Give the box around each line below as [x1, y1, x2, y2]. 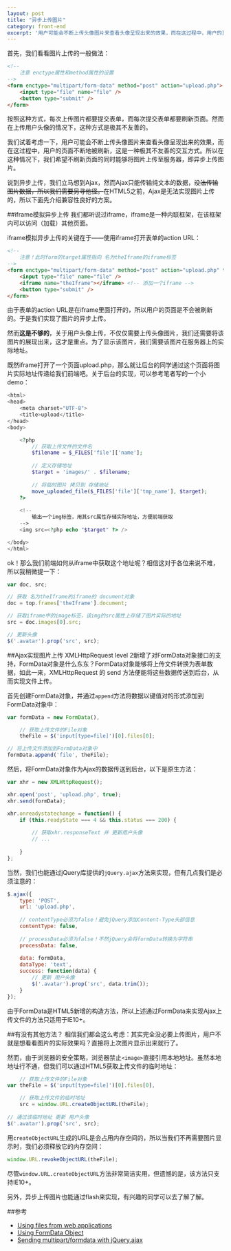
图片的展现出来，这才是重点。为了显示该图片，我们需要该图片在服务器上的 [7, 337, 218, 346]
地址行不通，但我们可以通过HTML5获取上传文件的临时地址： [7, 1062, 179, 1070]
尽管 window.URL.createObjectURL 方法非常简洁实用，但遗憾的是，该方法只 [7, 1169, 214, 1177]
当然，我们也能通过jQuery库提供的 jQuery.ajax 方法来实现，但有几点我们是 [7, 868, 217, 876]
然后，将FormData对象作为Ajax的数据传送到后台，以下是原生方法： [7, 765, 198, 773]
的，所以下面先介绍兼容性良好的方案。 [7, 196, 115, 204]
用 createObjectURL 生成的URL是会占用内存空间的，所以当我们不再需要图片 [7, 1133, 216, 1142]
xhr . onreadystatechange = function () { [7, 810, 122, 817]
